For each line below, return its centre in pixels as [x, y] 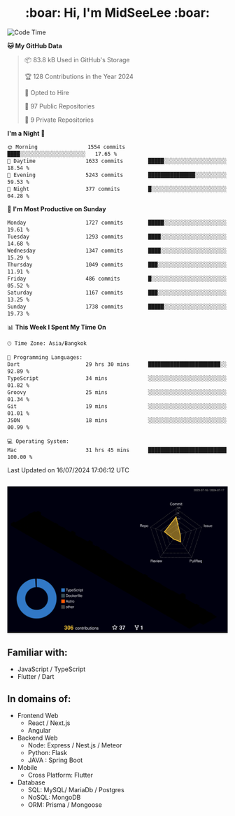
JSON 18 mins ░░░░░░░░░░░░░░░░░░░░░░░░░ [117, 420]
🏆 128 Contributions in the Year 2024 [79, 76]
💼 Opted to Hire [47, 92]
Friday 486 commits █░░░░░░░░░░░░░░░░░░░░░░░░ [117, 279]
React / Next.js [49, 723]
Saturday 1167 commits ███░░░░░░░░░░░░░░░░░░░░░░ [117, 293]
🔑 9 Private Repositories [59, 120]
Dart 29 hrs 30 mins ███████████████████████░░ [117, 364]
